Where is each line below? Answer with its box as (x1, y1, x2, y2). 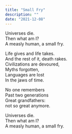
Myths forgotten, (5, 66, 40, 72)
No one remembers (5, 87, 45, 93)
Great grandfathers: (5, 97, 46, 103)
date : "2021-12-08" (5, 16, 46, 21)
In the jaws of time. (5, 77, 44, 83)
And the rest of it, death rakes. (5, 56, 68, 62)
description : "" (5, 12, 39, 17)
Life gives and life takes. (5, 50, 55, 56)
